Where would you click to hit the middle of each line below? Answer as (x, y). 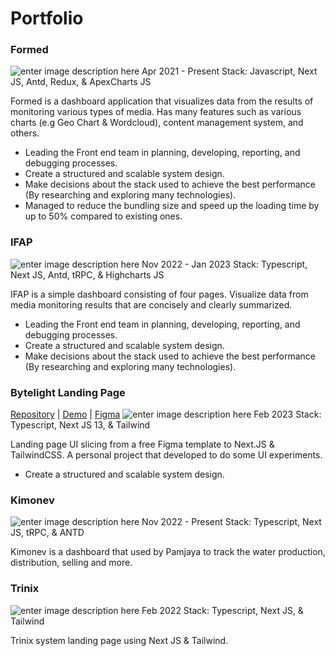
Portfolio (47, 18)
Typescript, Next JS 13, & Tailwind (80, 425)
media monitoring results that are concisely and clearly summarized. (151, 304)
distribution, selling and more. (71, 563)
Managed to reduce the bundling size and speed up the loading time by (172, 206)
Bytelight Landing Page (68, 392)
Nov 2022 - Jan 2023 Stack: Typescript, (224, 264)
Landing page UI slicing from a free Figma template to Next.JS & (142, 444)
